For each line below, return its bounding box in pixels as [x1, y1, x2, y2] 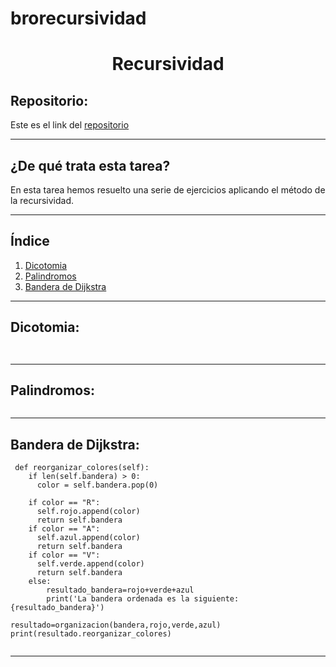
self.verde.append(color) [36, 559, 145, 569]
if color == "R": [28, 498, 101, 508]
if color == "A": [28, 524, 101, 534]
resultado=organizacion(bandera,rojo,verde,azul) [10, 620, 222, 631]
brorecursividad [10, 7, 147, 30]
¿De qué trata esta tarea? [10, 157, 171, 174]
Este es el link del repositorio [10, 119, 130, 131]
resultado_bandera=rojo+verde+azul [46, 585, 195, 596]
